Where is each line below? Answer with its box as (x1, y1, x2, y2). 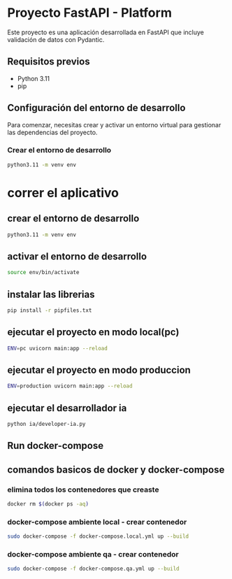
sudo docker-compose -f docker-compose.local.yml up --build (7, 533, 189, 540)
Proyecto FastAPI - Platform (7, 5, 173, 21)
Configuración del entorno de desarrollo (7, 102, 186, 114)
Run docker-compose (7, 440, 103, 452)
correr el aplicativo (7, 185, 119, 201)
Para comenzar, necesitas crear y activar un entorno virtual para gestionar (7, 120, 222, 129)
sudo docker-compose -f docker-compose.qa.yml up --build (7, 565, 180, 573)
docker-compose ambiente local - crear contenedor (7, 517, 187, 527)
